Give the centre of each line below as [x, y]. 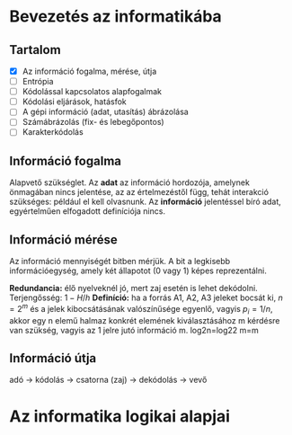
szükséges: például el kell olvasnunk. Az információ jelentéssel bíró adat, [145, 202]
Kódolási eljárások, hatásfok [75, 102]
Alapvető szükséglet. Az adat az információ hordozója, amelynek [129, 182]
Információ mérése [64, 240]
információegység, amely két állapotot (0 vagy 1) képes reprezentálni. [138, 271]
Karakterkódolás [53, 132]
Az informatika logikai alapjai [120, 416]
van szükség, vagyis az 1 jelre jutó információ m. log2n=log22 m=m [134, 330]
